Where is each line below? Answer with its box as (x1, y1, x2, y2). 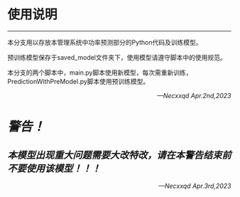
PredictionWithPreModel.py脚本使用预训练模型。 (7, 77, 150, 85)
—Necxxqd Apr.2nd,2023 (156, 91, 231, 100)
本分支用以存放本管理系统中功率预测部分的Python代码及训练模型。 (7, 38, 202, 46)
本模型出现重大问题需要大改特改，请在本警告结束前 (7, 149, 231, 161)
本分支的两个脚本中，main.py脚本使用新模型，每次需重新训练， (7, 68, 192, 77)
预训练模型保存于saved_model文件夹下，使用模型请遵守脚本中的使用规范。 (7, 53, 227, 61)
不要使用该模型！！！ (7, 162, 101, 174)
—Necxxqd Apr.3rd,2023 (158, 181, 231, 190)
